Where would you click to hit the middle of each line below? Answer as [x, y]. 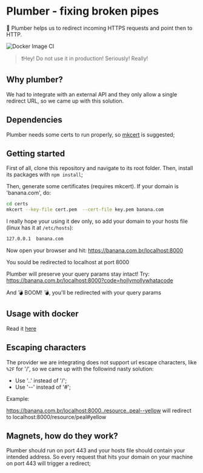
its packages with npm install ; [45, 175]
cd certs [17, 204]
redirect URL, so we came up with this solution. [65, 101]
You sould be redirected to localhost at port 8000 [68, 262]
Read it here [22, 328]
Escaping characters [46, 348]
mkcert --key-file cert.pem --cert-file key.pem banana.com [85, 210]
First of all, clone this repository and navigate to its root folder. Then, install [100, 168]
